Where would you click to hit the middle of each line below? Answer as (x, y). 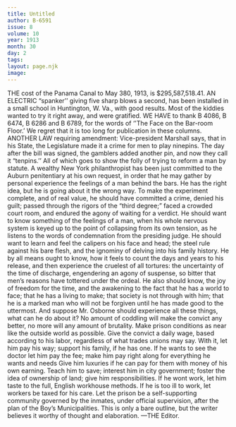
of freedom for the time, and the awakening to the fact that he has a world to (118, 288)
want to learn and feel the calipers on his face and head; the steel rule (109, 243)
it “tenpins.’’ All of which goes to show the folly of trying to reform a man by (117, 160)
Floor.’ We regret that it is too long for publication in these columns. (105, 131)
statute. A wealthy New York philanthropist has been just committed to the (115, 168)
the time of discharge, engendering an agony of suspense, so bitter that (112, 273)
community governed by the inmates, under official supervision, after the (113, 400)
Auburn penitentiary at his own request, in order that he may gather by (110, 175)
